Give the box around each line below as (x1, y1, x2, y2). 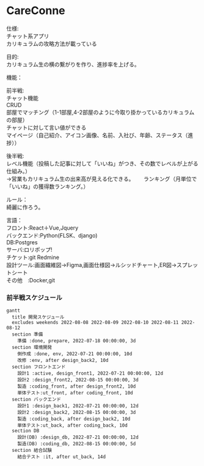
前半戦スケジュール (6, 293, 63, 302)
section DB (12, 428, 40, 434)
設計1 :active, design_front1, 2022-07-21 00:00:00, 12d (17, 370, 164, 377)
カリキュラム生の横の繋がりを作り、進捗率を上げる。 (6, 61, 140, 68)
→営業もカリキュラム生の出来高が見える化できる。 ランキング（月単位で (6, 175, 197, 182)
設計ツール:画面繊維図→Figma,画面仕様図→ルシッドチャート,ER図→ (6, 261, 177, 268)
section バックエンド (12, 396, 61, 403)
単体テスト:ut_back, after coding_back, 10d (17, 423, 128, 429)
